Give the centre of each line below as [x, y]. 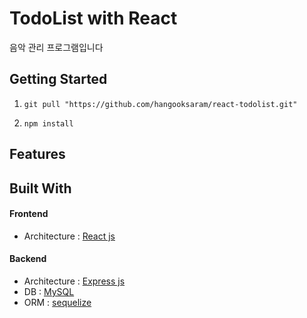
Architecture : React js [69, 236]
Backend [28, 259]
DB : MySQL [49, 291]
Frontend [29, 214]
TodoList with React [93, 18]
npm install [48, 123]
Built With [40, 188]
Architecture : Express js [74, 281]
